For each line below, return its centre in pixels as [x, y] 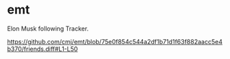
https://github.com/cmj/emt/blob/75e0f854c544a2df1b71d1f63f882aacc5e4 [115, 41]
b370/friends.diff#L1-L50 [43, 49]
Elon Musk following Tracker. [48, 28]
